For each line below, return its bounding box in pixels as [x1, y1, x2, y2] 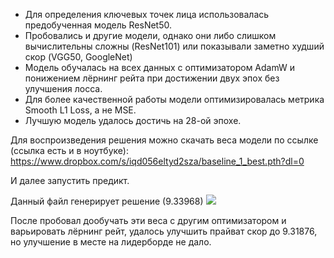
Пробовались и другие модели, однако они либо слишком [24, 30, 277, 41]
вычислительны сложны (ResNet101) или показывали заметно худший [24, 40, 325, 52]
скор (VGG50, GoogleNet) [24, 51, 133, 63]
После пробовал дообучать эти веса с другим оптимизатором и [10, 215, 287, 226]
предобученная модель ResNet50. [24, 19, 172, 31]
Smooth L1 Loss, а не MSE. [24, 104, 137, 116]
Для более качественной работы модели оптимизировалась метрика [24, 94, 325, 105]
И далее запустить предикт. [10, 175, 130, 186]
